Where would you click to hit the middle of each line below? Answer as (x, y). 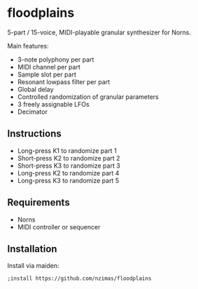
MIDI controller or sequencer (59, 227)
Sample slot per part (47, 74)
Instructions (34, 134)
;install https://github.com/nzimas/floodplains (79, 278)
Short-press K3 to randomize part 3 (69, 166)
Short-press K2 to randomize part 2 (69, 158)
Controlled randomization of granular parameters (88, 97)
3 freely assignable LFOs (53, 104)
